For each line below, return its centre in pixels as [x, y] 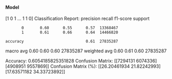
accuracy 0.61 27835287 [62, 42]
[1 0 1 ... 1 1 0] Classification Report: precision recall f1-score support [78, 18]
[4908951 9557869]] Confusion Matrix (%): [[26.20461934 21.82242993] [83, 66]
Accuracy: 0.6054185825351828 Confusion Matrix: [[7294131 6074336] [81, 61]
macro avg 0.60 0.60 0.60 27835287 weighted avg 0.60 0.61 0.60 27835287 [86, 51]
